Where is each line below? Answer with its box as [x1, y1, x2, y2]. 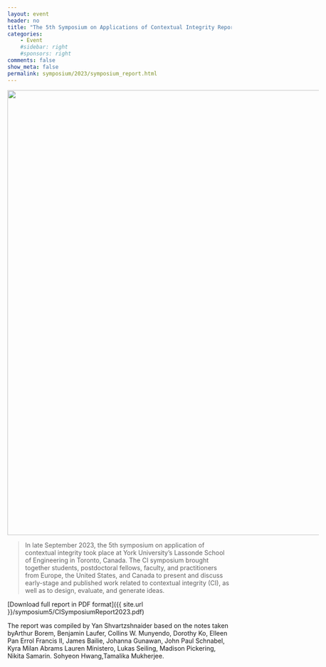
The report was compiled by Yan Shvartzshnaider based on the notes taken [7, 621, 229, 630]
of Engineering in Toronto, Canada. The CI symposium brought [24, 556, 209, 564]
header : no [7, 17, 40, 24]
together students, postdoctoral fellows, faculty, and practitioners [24, 563, 217, 572]
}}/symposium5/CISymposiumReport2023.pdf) [7, 607, 144, 616]
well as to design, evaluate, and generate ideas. [24, 586, 165, 594]
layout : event [7, 10, 50, 18]
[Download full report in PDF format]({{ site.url [7, 599, 144, 609]
